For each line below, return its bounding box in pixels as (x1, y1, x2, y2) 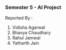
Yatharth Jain (12, 40, 39, 46)
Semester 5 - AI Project (5, 4, 62, 11)
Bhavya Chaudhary (12, 30, 51, 36)
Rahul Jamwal (12, 35, 41, 41)
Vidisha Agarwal (12, 25, 45, 30)
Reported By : (5, 15, 33, 21)
